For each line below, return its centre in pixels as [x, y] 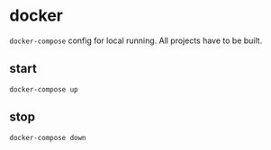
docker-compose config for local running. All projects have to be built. [136, 40]
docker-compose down [48, 137]
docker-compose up [44, 89]
